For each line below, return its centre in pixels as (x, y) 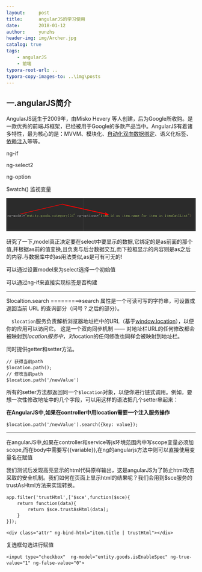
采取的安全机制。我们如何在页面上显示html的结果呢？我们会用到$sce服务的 (99, 477)
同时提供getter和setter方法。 (42, 349)
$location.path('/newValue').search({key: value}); (72, 424)
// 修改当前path (25, 374)
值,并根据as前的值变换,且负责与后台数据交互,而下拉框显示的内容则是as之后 (99, 249)
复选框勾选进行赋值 (30, 545)
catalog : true (24, 45)
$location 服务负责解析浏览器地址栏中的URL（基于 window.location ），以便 (103, 321)
